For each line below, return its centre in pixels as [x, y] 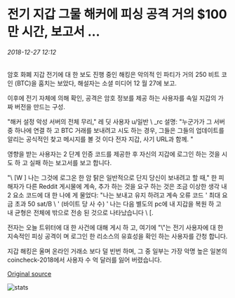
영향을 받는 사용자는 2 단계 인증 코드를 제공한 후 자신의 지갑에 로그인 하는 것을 [114, 154]
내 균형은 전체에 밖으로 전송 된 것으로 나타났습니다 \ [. [80, 213]
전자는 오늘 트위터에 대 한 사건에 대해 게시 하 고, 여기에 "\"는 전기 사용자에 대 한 [115, 227]
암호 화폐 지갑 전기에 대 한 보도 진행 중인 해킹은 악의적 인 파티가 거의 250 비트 [114, 75]
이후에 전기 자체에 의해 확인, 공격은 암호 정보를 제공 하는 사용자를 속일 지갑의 [112, 98]
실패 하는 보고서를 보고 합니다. [70, 163]
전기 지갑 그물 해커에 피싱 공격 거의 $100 [117, 14]
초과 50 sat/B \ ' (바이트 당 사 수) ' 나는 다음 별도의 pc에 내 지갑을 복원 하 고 [118, 204]
